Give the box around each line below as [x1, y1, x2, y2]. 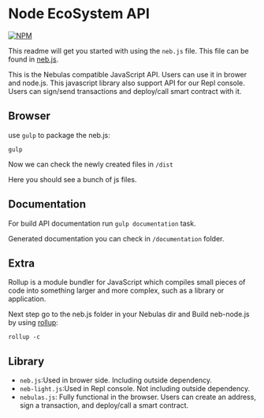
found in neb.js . [8, 54, 59, 64]
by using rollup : [8, 318, 59, 327]
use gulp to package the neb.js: [8, 130, 110, 140]
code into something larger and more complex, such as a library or [8, 286, 225, 296]
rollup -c [8, 333, 41, 341]
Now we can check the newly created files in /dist [8, 159, 173, 169]
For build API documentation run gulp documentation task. [8, 218, 196, 228]
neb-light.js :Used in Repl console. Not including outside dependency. [19, 384, 251, 394]
